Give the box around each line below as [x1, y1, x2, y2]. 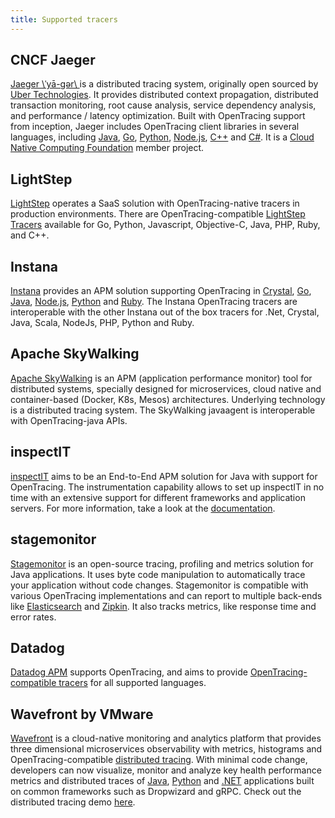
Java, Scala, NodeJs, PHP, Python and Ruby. [10, 317, 195, 329]
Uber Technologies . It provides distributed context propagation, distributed [10, 89, 319, 101]
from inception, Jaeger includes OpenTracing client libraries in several [10, 121, 300, 133]
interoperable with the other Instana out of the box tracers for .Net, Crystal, [10, 306, 320, 318]
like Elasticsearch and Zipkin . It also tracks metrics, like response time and [10, 600, 317, 612]
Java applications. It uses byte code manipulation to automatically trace [10, 568, 306, 580]
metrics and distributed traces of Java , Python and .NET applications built [10, 775, 315, 787]
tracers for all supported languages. [58, 677, 207, 689]
